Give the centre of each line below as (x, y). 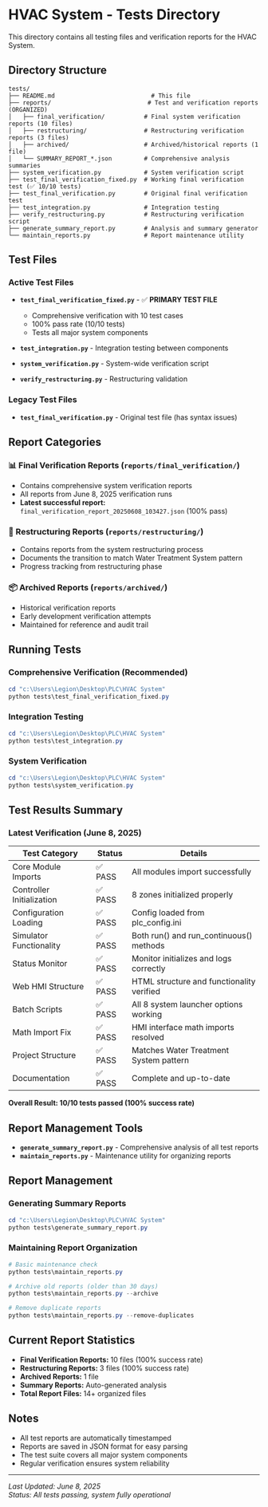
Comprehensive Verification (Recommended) (98, 673)
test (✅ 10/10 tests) (45, 186)
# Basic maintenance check (53, 1264)
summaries (25, 165)
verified (146, 992)
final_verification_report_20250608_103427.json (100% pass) (124, 511)
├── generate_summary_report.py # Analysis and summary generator (134, 228)
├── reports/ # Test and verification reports (134, 103)
